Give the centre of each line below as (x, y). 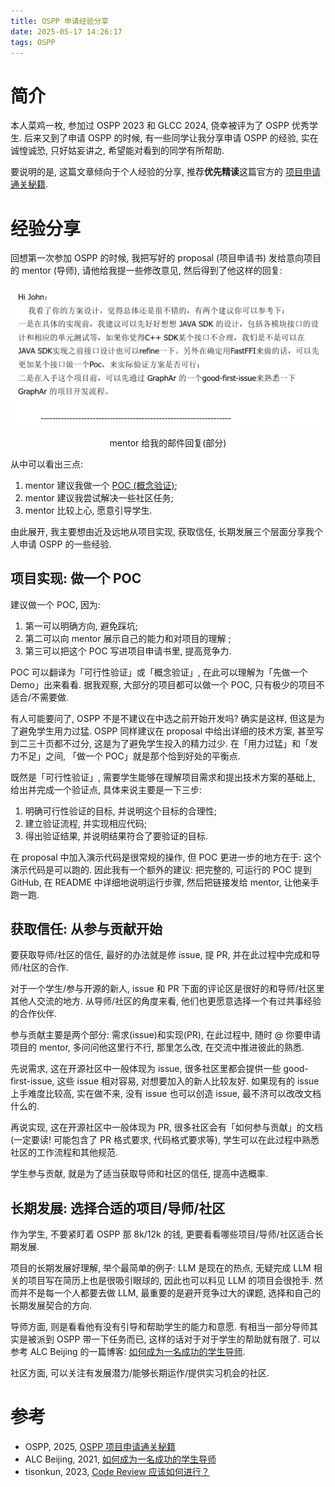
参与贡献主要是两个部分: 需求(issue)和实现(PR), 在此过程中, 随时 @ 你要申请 (166, 1035)
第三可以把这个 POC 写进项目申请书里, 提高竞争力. (128, 651)
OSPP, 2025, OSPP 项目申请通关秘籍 (100, 1447)
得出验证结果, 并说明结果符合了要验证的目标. (116, 836)
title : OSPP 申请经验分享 (60, 21)
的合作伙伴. (34, 1014)
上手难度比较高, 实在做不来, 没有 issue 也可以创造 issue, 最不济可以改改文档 (166, 1094)
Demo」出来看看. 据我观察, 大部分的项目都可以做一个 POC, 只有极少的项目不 (167, 684)
